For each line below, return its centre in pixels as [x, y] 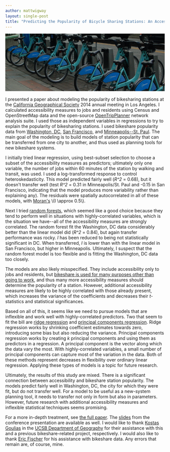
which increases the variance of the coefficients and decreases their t [78, 296]
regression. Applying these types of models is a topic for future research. [82, 365]
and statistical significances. [55, 302]
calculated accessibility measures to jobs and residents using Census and [82, 110]
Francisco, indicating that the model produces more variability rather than [82, 190]
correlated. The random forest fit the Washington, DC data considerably [80, 227]
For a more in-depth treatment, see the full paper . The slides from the [78, 417]
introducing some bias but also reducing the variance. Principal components [85, 333]
